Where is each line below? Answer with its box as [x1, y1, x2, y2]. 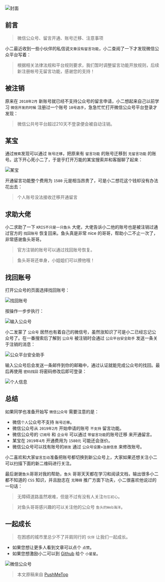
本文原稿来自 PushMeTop [17, 571, 69, 577]
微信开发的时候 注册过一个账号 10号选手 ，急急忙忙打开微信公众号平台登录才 [10, 104, 158, 110]
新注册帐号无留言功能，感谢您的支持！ [17, 68, 95, 74]
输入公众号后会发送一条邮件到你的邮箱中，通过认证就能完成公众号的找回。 [5, 362, 156, 368]
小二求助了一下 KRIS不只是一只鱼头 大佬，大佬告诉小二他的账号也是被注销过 [5, 224, 154, 230]
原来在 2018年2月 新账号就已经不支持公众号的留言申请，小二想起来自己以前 [5, 98, 155, 104]
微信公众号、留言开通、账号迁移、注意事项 [17, 35, 104, 41]
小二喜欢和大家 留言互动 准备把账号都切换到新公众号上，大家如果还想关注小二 [5, 454, 158, 460]
